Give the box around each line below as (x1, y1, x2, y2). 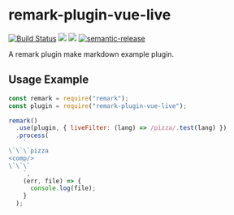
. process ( (15, 131, 49, 140)
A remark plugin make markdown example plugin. (8, 49, 175, 58)
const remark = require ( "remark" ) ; (8, 94, 129, 102)
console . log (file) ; (29, 184, 96, 192)
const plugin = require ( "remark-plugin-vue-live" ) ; (8, 101, 187, 110)
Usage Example (8, 73, 89, 87)
